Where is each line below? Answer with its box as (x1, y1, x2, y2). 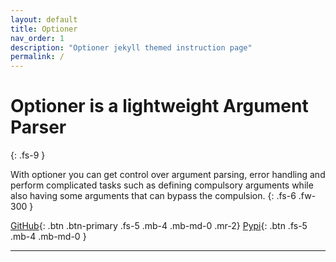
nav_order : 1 (10, 33, 65, 43)
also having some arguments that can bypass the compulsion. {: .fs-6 (10, 190, 297, 202)
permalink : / (10, 52, 65, 62)
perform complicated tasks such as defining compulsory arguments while (10, 179, 314, 191)
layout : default (10, 14, 78, 25)
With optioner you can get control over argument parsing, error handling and (10, 169, 326, 181)
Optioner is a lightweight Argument (10, 95, 309, 118)
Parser (10, 116, 67, 139)
